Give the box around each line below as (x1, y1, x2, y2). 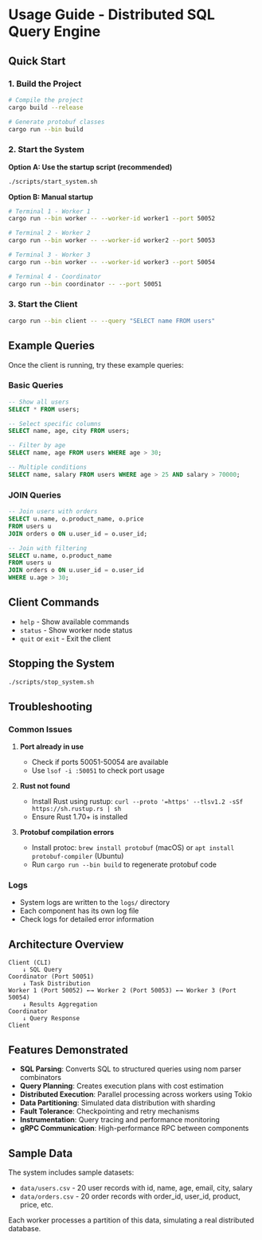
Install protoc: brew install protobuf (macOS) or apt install (31, 843, 235, 852)
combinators (19, 1073, 62, 1082)
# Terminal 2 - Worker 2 (8, 229, 91, 237)
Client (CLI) (8, 959, 52, 967)
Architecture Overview (8, 938, 124, 951)
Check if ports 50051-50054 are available (31, 758, 169, 767)
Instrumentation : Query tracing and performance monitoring (19, 1115, 221, 1125)
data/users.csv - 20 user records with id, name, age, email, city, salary (19, 1183, 253, 1192)
